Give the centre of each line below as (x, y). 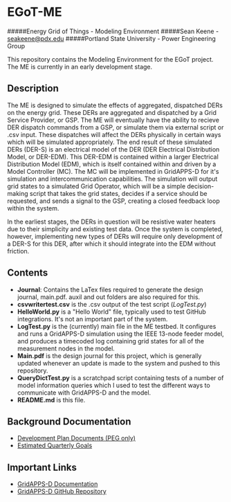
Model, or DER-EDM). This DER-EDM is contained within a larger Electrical (113, 156)
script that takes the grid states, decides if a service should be (118, 193)
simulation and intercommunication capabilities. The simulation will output (112, 179)
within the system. (33, 208)
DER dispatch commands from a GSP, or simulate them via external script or (115, 127)
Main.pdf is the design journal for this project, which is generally (109, 356)
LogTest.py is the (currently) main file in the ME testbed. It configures (117, 326)
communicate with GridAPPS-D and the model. (84, 393)
